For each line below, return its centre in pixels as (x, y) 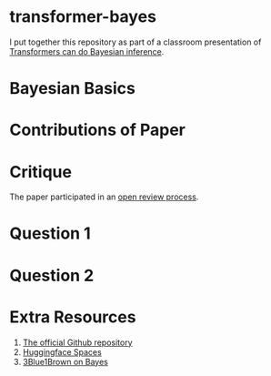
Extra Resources (73, 317)
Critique (41, 172)
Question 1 (50, 234)
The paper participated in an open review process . (104, 197)
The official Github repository (78, 342)
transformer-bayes (83, 17)
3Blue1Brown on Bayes (65, 361)
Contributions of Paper (98, 130)
